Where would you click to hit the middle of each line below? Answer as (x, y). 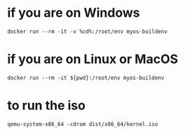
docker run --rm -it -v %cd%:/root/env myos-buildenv (88, 31)
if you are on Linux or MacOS (93, 59)
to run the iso (47, 106)
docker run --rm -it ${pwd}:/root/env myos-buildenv (86, 78)
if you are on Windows (74, 13)
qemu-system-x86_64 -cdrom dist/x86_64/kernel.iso (83, 124)
